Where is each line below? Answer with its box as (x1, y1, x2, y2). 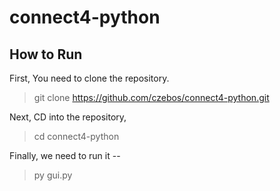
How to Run (9, 46, 83, 63)
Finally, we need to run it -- (9, 150, 121, 161)
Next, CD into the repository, (9, 111, 127, 123)
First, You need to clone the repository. (9, 72, 170, 84)
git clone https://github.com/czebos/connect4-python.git (33, 92, 270, 103)
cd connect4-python (33, 131, 120, 142)
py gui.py (33, 169, 73, 181)
